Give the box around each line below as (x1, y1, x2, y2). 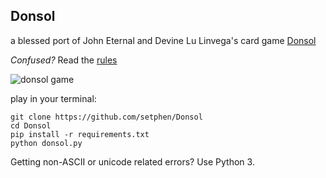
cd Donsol (10, 120, 52, 131)
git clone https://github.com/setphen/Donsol (10, 112, 203, 122)
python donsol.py (10, 138, 83, 148)
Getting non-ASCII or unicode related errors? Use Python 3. (10, 155, 255, 168)
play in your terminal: (10, 92, 97, 104)
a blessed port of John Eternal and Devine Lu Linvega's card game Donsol (10, 34, 317, 46)
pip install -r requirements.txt (10, 129, 150, 139)
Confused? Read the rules (10, 54, 118, 66)
